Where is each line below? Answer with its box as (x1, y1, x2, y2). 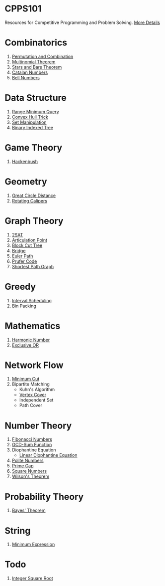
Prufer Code (11, 258, 37, 264)
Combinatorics (4, 37, 68, 48)
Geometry (4, 176, 48, 187)
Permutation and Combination (11, 53, 74, 59)
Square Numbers (11, 468, 47, 474)
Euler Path (11, 253, 33, 259)
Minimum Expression (11, 542, 55, 548)
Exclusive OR (11, 342, 39, 348)
